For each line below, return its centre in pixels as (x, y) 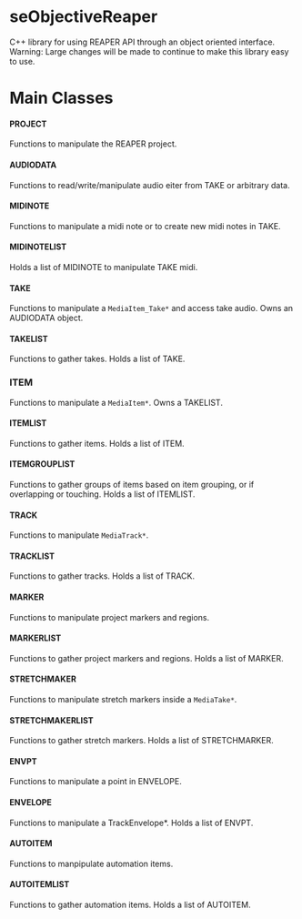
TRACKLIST (32, 556)
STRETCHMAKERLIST (51, 720)
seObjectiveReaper (84, 17)
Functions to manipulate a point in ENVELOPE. (96, 782)
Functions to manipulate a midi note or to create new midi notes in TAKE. (145, 226)
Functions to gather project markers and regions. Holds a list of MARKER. (146, 658)
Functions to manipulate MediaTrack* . (79, 535)
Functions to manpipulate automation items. (91, 863)
